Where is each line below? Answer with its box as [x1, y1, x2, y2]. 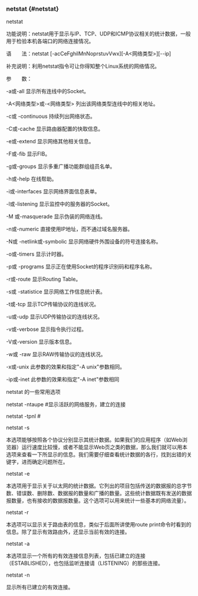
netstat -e [6, 470, 30, 478]
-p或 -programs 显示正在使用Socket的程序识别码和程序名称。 [6, 263, 156, 270]
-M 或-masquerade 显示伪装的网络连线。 [6, 213, 106, 220]
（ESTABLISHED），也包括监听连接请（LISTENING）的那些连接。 [6, 559, 163, 567]
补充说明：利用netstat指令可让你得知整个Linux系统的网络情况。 [6, 62, 160, 70]
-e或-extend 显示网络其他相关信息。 [6, 138, 94, 145]
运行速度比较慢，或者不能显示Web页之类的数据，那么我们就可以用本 [21, 444, 187, 451]
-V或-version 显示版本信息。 [6, 338, 75, 345]
